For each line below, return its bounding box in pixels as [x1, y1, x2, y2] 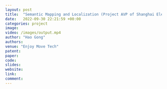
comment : [5, 76, 23, 81]
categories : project [5, 21, 48, 26]
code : [5, 58, 16, 63]
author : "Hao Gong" [5, 35, 46, 40]
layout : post [5, 7, 32, 12]
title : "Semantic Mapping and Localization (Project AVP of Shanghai [5, 12, 155, 17]
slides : [5, 62, 21, 67]
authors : [5, 40, 23, 44]
